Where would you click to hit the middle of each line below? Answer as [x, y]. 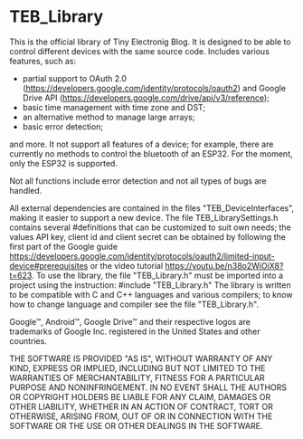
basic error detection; [63, 126]
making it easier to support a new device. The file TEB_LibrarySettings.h [144, 217]
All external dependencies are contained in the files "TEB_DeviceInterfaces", [152, 208]
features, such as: [43, 61]
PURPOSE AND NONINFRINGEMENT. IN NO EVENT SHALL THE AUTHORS [148, 387]
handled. [26, 190]
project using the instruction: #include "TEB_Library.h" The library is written [150, 285]
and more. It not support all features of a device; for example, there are [142, 144]
